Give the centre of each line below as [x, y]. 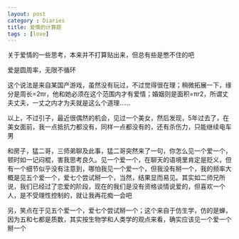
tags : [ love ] [28, 34]
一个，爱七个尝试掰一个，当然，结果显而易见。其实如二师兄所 [135, 178]
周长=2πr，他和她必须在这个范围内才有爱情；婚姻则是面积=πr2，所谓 [121, 94]
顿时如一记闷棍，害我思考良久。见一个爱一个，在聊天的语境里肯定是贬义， [116, 160]
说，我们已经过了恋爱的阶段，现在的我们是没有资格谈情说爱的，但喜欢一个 [116, 186]
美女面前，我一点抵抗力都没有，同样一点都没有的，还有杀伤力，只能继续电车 [119, 127]
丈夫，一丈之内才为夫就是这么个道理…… [72, 103]
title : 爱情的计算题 [34, 27]
